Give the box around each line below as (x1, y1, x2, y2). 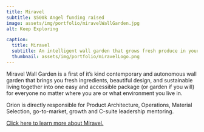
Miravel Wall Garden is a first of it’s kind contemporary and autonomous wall (6, 70, 197, 78)
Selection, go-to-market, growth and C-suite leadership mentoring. (6, 107, 174, 115)
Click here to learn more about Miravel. (6, 119, 104, 127)
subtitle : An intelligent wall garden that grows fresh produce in (12, 48, 186, 54)
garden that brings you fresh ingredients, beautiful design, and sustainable (6, 76, 193, 84)
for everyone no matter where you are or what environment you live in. (6, 89, 183, 97)
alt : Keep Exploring (6, 25, 59, 32)
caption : (6, 37, 29, 43)
